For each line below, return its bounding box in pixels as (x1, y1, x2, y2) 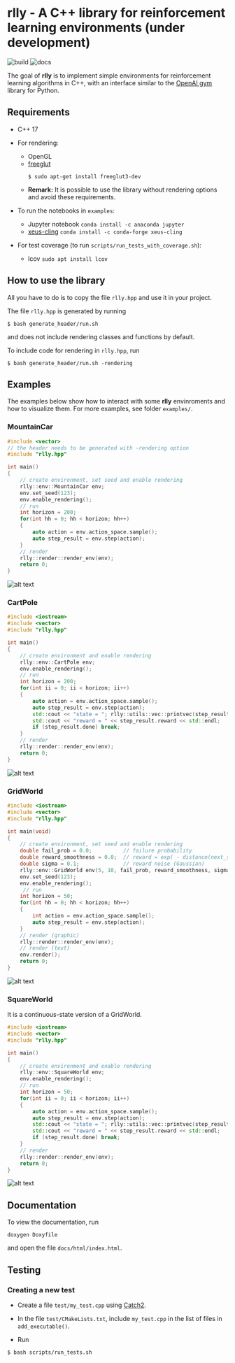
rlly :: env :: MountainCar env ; (20, 483, 105, 490)
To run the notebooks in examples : (17, 206, 115, 215)
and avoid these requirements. (27, 192, 116, 201)
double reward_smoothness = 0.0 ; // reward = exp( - (20, 854, 180, 861)
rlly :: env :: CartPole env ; (20, 659, 96, 666)
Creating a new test (7, 1285, 76, 1294)
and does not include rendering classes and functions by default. (7, 332, 195, 341)
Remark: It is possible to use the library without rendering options (27, 185, 218, 194)
